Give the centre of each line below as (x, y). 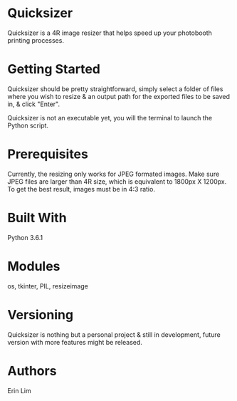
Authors (32, 371)
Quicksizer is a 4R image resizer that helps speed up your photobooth (110, 33)
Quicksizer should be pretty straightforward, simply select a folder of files (115, 89)
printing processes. (36, 40)
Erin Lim (19, 390)
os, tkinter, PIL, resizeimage (48, 286)
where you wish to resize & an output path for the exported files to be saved (118, 96)
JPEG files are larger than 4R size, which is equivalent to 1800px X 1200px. (117, 181)
